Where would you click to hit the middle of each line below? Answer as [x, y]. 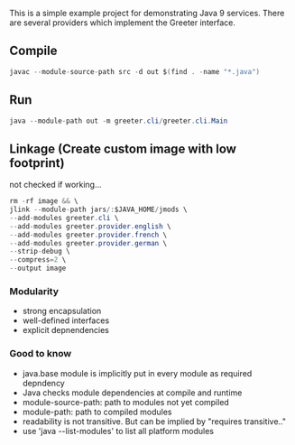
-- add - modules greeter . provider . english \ [90, 226]
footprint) [37, 163]
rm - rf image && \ [44, 201]
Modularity [34, 291]
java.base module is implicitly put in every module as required [137, 373]
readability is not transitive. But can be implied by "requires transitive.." [154, 421]
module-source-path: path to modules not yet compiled [126, 402]
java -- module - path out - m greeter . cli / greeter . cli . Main [119, 121]
